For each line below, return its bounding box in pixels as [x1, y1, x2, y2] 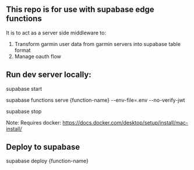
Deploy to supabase [6, 142, 80, 152]
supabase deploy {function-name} [6, 157, 89, 165]
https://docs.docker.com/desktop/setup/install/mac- [62, 119, 188, 126]
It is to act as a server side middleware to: [6, 29, 107, 36]
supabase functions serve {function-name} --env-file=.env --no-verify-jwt [6, 96, 185, 104]
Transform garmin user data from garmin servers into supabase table [14, 40, 181, 47]
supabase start [6, 85, 43, 92]
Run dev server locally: [6, 70, 91, 80]
